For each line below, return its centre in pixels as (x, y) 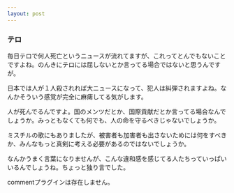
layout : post (26, 14)
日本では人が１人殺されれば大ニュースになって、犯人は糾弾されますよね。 (114, 88)
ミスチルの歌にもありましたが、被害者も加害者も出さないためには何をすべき (117, 135)
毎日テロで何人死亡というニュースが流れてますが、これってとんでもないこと (117, 56)
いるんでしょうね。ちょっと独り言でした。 (68, 167)
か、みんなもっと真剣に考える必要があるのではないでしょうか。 (99, 144)
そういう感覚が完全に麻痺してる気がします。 (83, 96)
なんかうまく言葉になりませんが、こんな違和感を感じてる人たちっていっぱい (117, 158)
